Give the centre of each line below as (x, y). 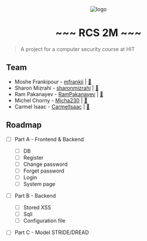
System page (39, 184)
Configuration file (44, 221)
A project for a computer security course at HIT (78, 49)
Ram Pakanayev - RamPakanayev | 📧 (59, 94)
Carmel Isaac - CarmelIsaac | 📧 (52, 106)
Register (33, 157)
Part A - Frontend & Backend (49, 139)
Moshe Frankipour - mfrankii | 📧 (53, 82)
